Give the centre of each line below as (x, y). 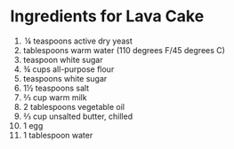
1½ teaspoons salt (56, 88)
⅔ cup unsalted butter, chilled (77, 116)
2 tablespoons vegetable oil (74, 106)
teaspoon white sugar (63, 59)
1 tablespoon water (58, 135)
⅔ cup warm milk (55, 97)
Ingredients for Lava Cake (107, 16)
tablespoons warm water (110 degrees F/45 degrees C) (124, 50)
